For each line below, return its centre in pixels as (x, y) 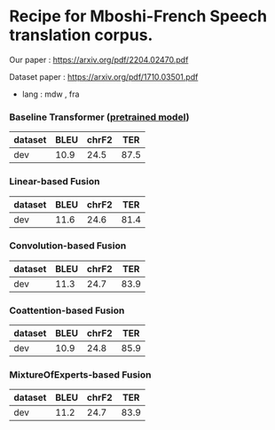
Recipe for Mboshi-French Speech (138, 16)
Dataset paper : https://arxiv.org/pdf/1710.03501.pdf (104, 76)
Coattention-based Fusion (67, 310)
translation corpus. (81, 35)
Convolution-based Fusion (68, 246)
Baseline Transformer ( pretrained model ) (99, 117)
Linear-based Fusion (55, 182)
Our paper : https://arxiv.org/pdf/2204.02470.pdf (99, 59)
